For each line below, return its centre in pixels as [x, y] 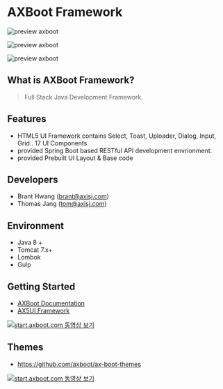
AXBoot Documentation [51, 303]
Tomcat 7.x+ [35, 250]
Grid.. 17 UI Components [52, 143]
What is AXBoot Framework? [71, 80]
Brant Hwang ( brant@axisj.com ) [63, 196]
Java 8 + [30, 243]
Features [27, 119]
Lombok [29, 257]
